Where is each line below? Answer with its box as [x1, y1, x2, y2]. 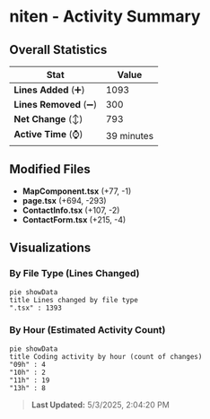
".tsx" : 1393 [9, 303, 63, 312]
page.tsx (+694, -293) [22, 195, 107, 205]
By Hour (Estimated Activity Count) [9, 324, 166, 336]
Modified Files [9, 161, 92, 177]
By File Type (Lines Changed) [9, 267, 140, 280]
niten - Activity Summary [9, 6, 201, 27]
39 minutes [105, 129, 154, 142]
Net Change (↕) [13, 113, 83, 125]
